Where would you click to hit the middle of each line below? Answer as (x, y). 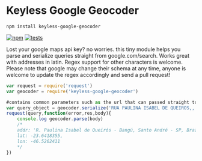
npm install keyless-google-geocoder (54, 26)
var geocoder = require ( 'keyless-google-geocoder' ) (72, 91)
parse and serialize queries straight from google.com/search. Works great (98, 55)
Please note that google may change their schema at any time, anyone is (96, 68)
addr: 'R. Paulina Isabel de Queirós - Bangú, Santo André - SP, (101, 130)
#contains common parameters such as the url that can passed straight (98, 102)
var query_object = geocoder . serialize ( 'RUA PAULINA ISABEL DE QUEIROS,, (101, 108)
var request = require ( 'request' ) (50, 86)
